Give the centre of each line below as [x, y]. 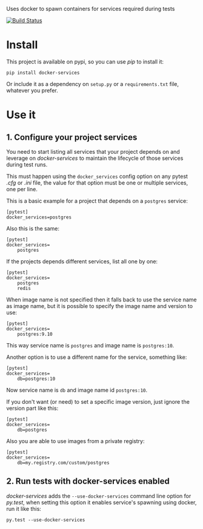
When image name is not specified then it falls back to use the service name [101, 300]
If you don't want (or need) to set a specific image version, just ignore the [98, 401]
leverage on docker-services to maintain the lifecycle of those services [95, 158]
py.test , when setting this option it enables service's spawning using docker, [101, 502]
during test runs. [27, 164]
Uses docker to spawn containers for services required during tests [91, 9]
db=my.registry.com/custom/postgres [64, 462]
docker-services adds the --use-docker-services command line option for [99, 496]
